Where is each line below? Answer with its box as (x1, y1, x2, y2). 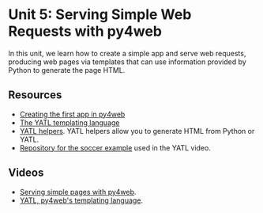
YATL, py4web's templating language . (19, 196, 144, 205)
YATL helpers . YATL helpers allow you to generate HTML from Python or (19, 126, 255, 135)
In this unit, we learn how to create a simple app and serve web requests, (8, 48, 246, 58)
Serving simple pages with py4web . (19, 187, 137, 196)
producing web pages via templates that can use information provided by (8, 57, 246, 67)
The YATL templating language (19, 117, 120, 127)
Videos (8, 166, 44, 180)
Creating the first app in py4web (19, 109, 126, 119)
